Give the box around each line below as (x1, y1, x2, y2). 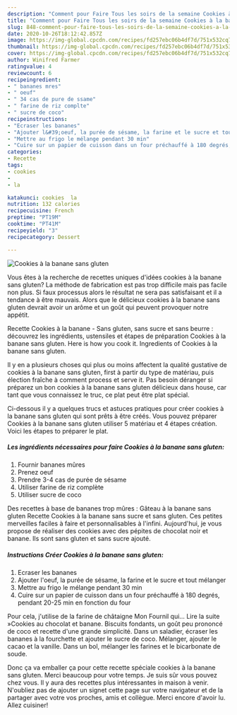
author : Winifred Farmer (7, 57, 80, 64)
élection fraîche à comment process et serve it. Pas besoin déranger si (7, 376, 213, 384)
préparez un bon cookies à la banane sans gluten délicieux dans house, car (7, 383, 227, 391)
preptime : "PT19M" (7, 214, 61, 221)
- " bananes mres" (7, 83, 61, 90)
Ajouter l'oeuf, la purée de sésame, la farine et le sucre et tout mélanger (17, 576, 226, 584)
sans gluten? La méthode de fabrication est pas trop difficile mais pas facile (7, 280, 227, 289)
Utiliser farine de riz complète (17, 483, 104, 492)
